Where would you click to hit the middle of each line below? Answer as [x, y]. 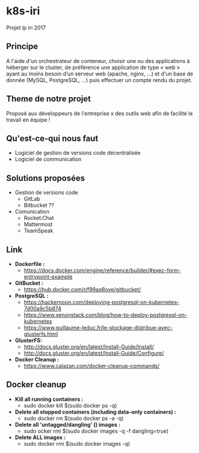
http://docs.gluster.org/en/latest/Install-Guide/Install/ [89, 347]
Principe [22, 46]
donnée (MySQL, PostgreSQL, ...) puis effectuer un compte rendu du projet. [99, 80]
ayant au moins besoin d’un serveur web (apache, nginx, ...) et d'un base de [100, 74]
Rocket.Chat [39, 218]
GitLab [32, 199]
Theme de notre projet [49, 99]
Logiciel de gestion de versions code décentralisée [78, 153]
